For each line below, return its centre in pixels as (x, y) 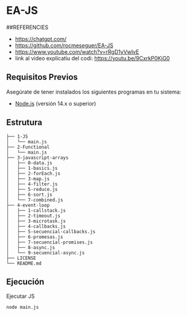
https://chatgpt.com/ (41, 39)
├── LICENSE (21, 258)
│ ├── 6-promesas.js (35, 237)
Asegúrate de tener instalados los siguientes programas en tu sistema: (94, 92)
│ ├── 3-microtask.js (36, 221)
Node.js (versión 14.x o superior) (55, 103)
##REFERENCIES (27, 27)
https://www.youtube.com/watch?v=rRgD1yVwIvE (77, 51)
